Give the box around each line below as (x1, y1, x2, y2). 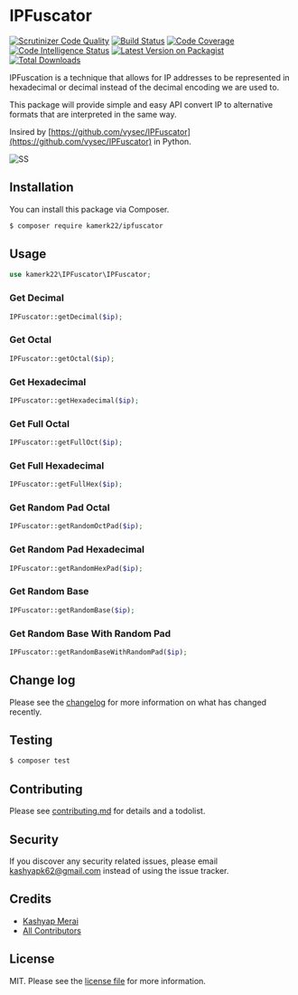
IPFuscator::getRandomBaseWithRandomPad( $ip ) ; (9, 648, 188, 657)
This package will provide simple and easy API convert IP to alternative (9, 99, 274, 109)
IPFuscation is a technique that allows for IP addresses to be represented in (9, 71, 291, 82)
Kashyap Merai (22, 915, 79, 926)
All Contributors (22, 924, 81, 936)
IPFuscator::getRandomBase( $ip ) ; (9, 605, 135, 615)
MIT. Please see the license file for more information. (9, 975, 206, 986)
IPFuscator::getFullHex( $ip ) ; (9, 480, 124, 489)
